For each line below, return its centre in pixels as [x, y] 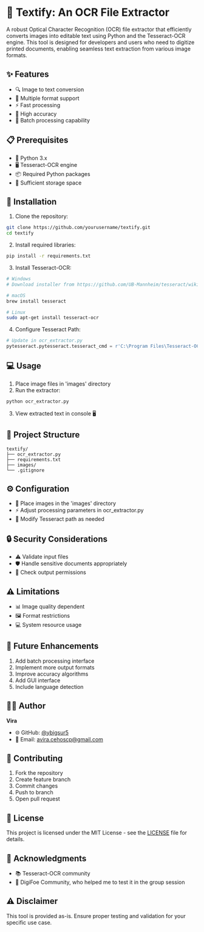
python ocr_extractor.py [38, 401]
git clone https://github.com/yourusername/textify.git [78, 228]
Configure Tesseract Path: [48, 330]
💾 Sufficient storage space [48, 183]
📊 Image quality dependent [50, 606]
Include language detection [49, 687]
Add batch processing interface [55, 661]
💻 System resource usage [48, 624]
